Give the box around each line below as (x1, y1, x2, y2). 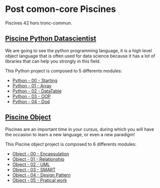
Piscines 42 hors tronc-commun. (5, 20, 72, 26)
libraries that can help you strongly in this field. (5, 58, 101, 64)
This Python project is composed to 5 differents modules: (5, 68, 122, 74)
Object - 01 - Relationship (12, 156, 64, 162)
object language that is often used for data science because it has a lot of (5, 53, 156, 59)
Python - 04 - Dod (12, 98, 50, 104)
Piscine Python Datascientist (5, 34, 97, 43)
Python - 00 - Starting (12, 77, 58, 83)
